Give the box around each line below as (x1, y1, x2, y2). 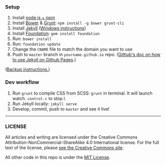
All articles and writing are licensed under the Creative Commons (5, 134, 138, 140)
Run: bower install (12, 36, 52, 42)
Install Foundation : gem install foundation (12, 31, 100, 37)
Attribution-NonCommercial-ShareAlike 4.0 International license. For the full (5, 139, 160, 145)
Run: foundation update (12, 41, 61, 47)
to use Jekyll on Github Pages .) (12, 57, 76, 63)
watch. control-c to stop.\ (12, 95, 66, 101)
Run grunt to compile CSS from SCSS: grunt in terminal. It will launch (12, 90, 153, 96)
